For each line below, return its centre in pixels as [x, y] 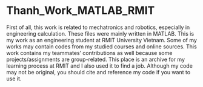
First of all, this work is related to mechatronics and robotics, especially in [98, 27]
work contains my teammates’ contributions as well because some [89, 53]
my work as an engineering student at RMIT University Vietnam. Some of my [101, 40]
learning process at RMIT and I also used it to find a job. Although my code [99, 66]
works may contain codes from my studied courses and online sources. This [101, 47]
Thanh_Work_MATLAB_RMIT [81, 11]
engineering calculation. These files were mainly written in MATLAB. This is [100, 33]
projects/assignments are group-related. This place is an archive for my [96, 59]
